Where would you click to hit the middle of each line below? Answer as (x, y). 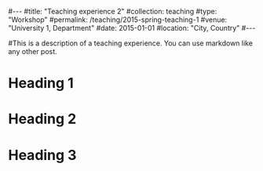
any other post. (33, 51)
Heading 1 (41, 84)
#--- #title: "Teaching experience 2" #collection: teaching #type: (113, 11)
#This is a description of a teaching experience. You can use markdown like (131, 43)
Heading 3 (42, 155)
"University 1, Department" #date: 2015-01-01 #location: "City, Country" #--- (132, 28)
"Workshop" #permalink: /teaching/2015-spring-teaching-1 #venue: (118, 20)
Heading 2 (42, 119)
